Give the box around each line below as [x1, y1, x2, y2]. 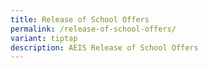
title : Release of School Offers [10, 14, 150, 25]
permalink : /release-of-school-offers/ [10, 24, 177, 34]
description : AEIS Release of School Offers [10, 42, 199, 53]
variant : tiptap [10, 33, 78, 43]
